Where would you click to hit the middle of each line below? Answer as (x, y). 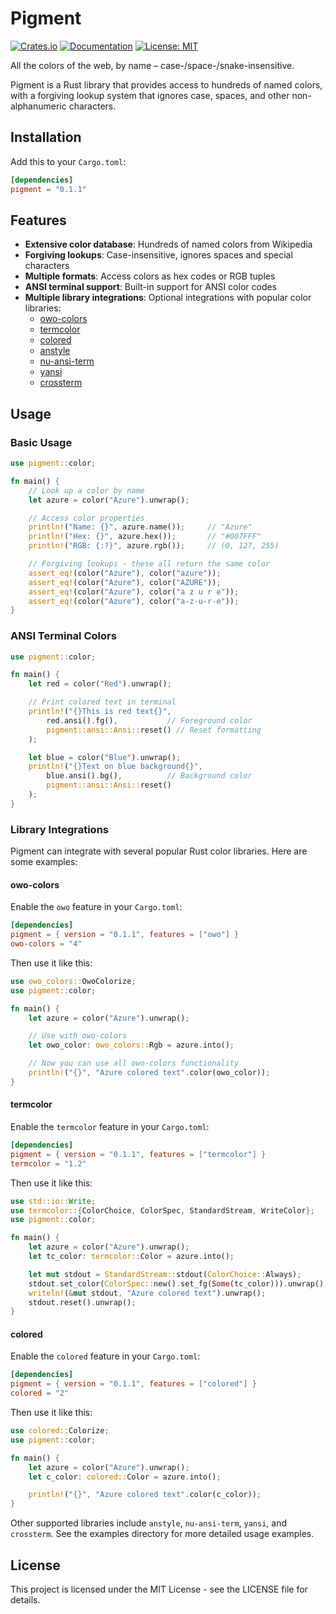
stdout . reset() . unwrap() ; (82, 1302)
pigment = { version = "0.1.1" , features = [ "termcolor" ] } (138, 1154)
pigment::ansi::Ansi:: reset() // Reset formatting (154, 730)
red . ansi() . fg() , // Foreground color (149, 720)
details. (25, 1600)
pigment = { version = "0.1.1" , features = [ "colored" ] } (133, 1384)
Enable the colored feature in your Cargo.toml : (105, 1356)
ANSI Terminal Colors (63, 636)
